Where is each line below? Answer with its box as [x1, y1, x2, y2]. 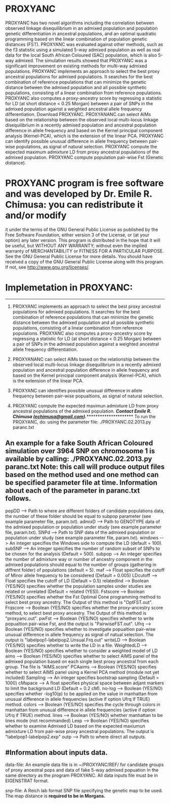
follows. [5, 494, 31, 503]
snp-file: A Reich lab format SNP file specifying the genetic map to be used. [5, 788, 163, 794]
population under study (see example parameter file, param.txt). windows [5, 535, 159, 541]
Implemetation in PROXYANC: [5, 282, 133, 294]
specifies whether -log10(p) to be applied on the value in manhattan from [5, 691, 158, 697]
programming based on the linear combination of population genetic [5, 36, 148, 42]
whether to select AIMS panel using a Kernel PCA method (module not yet [5, 669, 159, 675]
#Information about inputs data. [5, 748, 108, 757]
